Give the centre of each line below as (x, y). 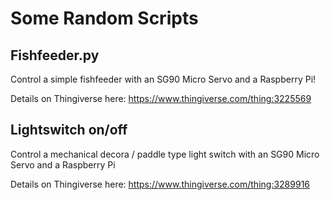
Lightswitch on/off (69, 130)
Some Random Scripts (104, 18)
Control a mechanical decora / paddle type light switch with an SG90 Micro (165, 154)
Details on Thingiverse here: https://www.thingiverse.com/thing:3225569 (161, 98)
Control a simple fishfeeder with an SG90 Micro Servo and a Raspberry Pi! (163, 79)
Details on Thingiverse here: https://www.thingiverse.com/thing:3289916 (160, 184)
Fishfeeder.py (55, 55)
